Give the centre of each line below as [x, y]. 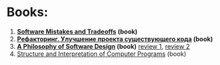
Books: [27, 12]
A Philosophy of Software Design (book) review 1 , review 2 [103, 46]
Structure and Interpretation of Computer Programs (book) [102, 54]
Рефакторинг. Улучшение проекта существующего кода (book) [115, 38]
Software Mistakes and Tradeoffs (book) [77, 31]
